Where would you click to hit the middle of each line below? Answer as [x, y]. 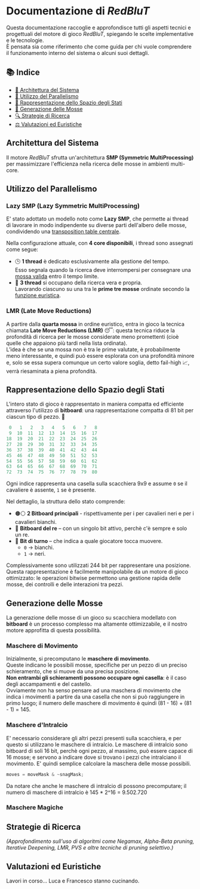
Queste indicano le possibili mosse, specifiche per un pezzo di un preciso [97, 665]
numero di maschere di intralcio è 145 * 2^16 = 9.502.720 [77, 792]
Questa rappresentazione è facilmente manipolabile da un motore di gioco [97, 572]
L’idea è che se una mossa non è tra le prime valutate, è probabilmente [93, 349]
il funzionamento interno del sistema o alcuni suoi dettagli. [78, 53]
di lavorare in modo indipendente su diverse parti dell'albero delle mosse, [96, 225]
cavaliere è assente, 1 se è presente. [51, 490]
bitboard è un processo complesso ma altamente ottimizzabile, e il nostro [97, 624]
